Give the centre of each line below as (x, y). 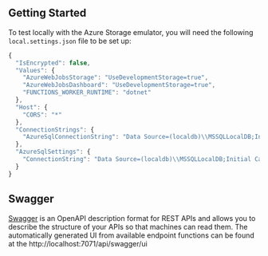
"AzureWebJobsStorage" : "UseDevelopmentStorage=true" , (116, 78)
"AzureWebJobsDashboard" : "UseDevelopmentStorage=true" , (119, 85)
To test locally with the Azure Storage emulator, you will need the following (131, 32)
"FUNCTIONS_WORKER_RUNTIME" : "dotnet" (87, 93)
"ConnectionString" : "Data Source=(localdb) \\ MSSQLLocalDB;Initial (137, 160)
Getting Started (47, 13)
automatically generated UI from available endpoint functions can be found (132, 235)
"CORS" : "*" (42, 115)
